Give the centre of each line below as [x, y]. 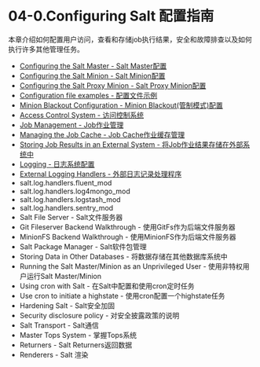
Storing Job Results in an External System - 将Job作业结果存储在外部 [131, 144]
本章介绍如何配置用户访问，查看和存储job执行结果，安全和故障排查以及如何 [130, 39]
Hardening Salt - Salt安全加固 [67, 305]
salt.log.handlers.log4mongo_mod [75, 191]
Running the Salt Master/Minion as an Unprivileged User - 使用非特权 [131, 266]
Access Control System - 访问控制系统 [81, 115]
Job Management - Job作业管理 [71, 125]
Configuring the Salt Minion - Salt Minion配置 [92, 75]
